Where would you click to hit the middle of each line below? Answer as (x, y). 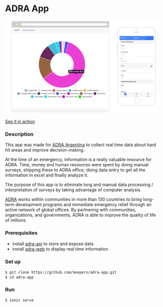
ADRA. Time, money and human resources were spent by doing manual (77, 165)
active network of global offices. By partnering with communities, (71, 210)
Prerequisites (21, 233)
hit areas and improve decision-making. (45, 150)
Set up (13, 261)
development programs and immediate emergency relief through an (83, 205)
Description (19, 134)
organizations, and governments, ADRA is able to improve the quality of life (81, 215)
